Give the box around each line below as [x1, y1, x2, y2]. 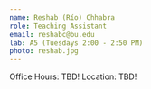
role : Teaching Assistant [9, 22, 107, 31]
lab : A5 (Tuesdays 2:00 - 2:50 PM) [9, 38, 144, 48]
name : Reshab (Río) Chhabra [9, 13, 116, 22]
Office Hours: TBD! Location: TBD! [9, 71, 137, 82]
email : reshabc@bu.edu [9, 30, 95, 39]
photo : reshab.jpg [9, 47, 79, 56]
